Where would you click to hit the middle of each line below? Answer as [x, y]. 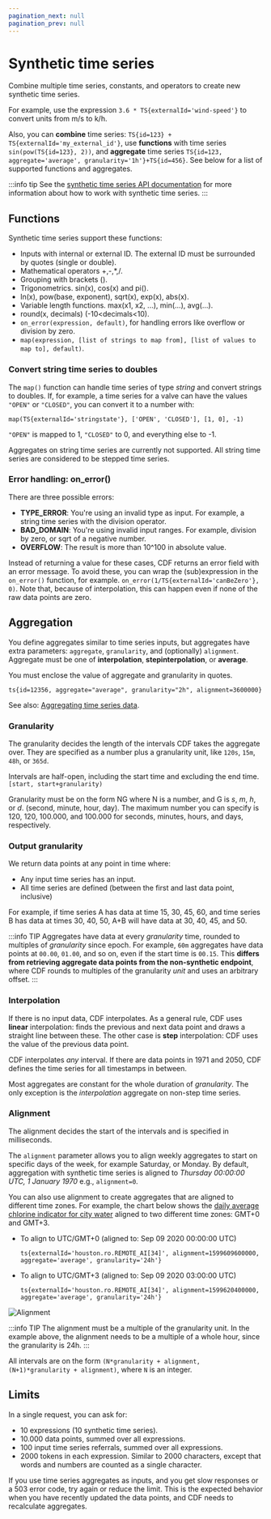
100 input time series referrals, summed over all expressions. [121, 1447]
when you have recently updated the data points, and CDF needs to [121, 1497]
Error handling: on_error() [60, 479]
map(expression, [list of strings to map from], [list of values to [138, 341]
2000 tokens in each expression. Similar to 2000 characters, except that [140, 1456]
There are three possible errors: [61, 497]
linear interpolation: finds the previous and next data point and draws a [127, 1027]
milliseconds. [30, 1139]
